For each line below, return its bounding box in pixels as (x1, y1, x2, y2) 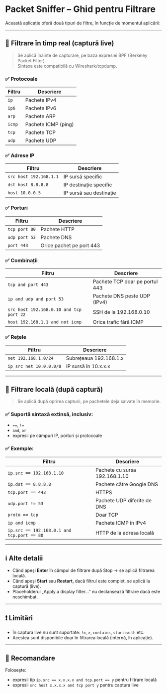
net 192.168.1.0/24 (7, 355, 54, 361)
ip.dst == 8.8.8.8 (7, 481, 51, 487)
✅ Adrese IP (5, 152, 35, 159)
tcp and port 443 (7, 281, 49, 287)
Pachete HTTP (40, 226, 75, 233)
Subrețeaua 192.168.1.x (66, 355, 124, 362)
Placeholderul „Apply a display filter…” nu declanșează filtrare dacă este (12, 589, 161, 595)
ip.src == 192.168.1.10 (7, 470, 64, 476)
